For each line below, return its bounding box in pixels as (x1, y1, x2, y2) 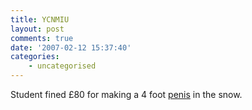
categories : (10, 52, 60, 62)
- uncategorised (28, 61, 97, 71)
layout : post (10, 24, 65, 34)
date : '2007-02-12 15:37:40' (10, 42, 132, 53)
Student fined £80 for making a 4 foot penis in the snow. (10, 89, 243, 100)
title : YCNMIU (10, 14, 70, 25)
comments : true (10, 33, 74, 43)
